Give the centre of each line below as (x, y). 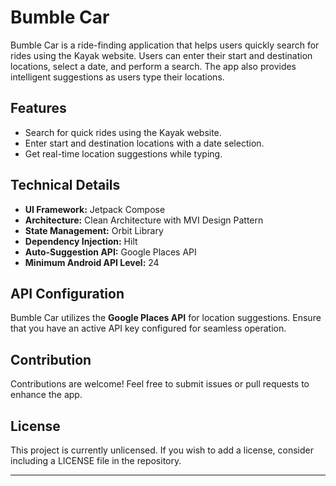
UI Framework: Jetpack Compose (95, 209)
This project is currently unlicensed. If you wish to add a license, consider (162, 450)
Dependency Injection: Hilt (81, 241)
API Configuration (67, 293)
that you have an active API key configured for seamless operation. (148, 328)
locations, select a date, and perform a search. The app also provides (153, 66)
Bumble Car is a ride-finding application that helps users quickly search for (165, 45)
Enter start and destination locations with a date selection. (144, 143)
